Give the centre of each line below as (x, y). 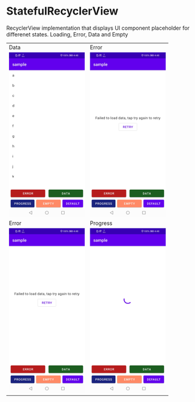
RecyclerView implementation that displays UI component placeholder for (98, 28)
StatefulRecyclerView (62, 11)
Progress (101, 223)
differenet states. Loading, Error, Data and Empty (67, 34)
